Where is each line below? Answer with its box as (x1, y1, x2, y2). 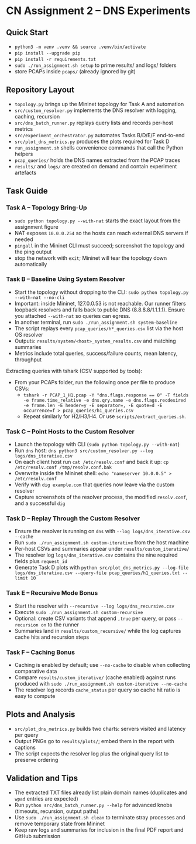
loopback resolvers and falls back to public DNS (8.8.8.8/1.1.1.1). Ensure (14, 306, 185, 313)
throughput (14, 356, 42, 363)
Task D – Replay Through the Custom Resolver (6, 514, 140, 523)
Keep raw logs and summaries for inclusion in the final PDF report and (14, 826, 184, 833)
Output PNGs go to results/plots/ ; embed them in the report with (14, 737, 174, 744)
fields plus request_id (14, 558, 67, 565)
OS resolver (14, 331, 43, 338)
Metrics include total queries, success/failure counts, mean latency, (14, 350, 178, 357)
